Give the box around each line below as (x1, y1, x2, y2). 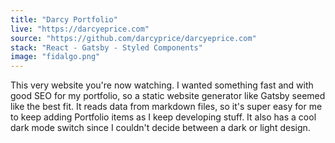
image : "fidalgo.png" (10, 52, 101, 62)
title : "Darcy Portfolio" (10, 14, 118, 25)
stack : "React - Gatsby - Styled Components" (10, 42, 203, 53)
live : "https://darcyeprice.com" (10, 24, 150, 34)
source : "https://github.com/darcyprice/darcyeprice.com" (10, 33, 257, 43)
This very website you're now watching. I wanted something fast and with (10, 79, 314, 91)
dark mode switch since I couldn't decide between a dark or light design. (10, 122, 311, 134)
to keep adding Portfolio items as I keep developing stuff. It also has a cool (10, 111, 317, 123)
